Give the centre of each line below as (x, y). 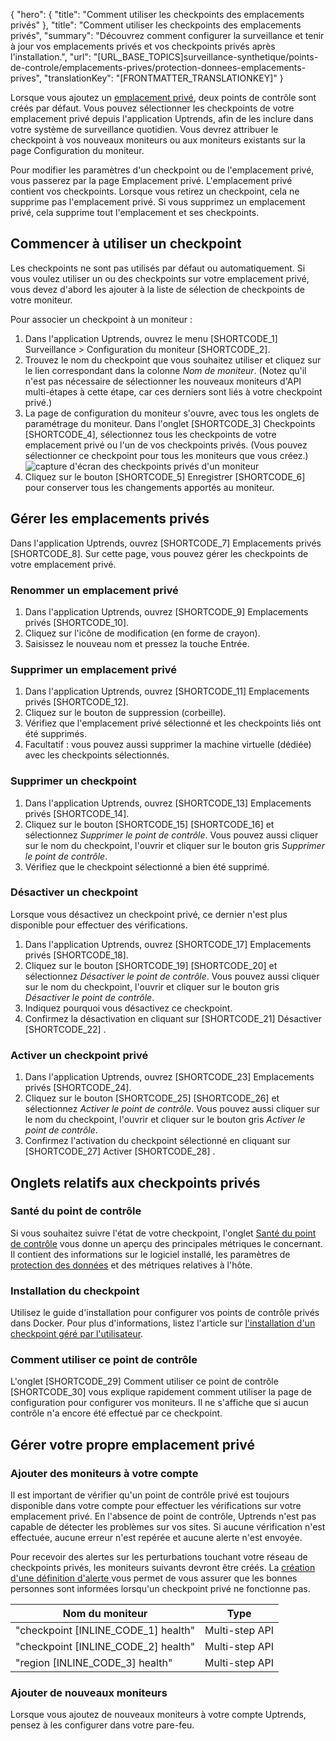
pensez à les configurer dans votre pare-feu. (102, 1725)
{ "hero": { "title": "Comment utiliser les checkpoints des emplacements (157, 14)
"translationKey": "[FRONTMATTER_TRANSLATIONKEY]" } (163, 78)
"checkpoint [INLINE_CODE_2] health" (105, 1647)
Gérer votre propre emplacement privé (132, 1444)
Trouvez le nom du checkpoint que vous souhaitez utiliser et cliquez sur (173, 360)
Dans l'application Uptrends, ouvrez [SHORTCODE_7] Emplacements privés (166, 543)
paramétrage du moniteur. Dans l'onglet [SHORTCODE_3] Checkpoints (170, 423)
